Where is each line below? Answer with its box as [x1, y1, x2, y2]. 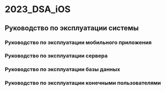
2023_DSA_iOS [5, 4, 71, 15]
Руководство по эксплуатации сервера [5, 52, 108, 59]
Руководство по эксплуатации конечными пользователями [5, 79, 161, 86]
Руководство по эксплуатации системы [5, 24, 139, 32]
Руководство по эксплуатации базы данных [5, 66, 120, 73]
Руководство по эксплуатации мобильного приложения [5, 39, 152, 46]
